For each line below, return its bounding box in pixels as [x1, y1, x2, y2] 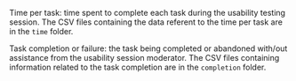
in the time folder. [9, 26, 74, 36]
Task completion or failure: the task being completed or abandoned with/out [9, 43, 288, 54]
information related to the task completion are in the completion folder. [9, 62, 267, 72]
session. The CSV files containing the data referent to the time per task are [9, 17, 283, 27]
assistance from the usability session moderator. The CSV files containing [9, 53, 280, 63]
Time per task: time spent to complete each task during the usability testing [9, 8, 286, 18]
